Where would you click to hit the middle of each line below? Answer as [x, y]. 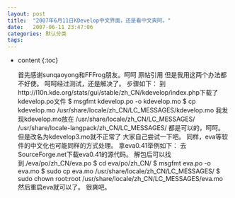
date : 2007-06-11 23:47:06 [50, 27]
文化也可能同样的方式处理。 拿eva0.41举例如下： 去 [111, 146]
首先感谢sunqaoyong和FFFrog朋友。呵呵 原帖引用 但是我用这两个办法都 [122, 75]
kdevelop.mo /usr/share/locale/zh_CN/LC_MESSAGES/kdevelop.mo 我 [120, 110]
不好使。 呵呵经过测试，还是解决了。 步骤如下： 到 [92, 84]
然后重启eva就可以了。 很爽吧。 [64, 187]
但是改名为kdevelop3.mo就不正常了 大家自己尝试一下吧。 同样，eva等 [120, 137]
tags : [15, 40]
